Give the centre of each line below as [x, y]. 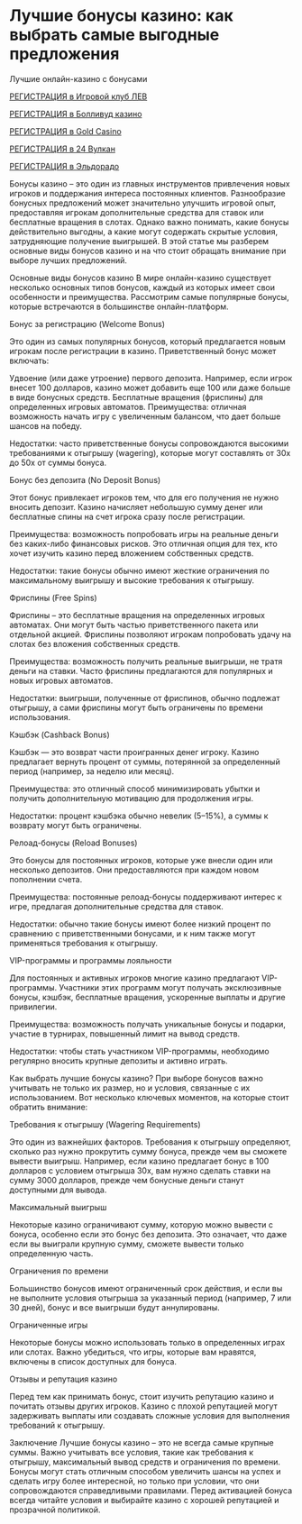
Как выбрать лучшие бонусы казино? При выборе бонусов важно [137, 1078]
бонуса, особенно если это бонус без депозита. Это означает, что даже [148, 1234]
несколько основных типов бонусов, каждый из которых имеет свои [142, 287]
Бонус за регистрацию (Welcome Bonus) [87, 324]
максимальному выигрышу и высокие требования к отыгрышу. [132, 580]
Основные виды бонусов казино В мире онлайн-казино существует [141, 278]
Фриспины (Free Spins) [53, 598]
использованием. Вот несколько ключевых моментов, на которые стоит [149, 1097]
